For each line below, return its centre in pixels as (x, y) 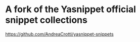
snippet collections (46, 20)
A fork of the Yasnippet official (71, 9)
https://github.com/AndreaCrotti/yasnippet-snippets (59, 34)
